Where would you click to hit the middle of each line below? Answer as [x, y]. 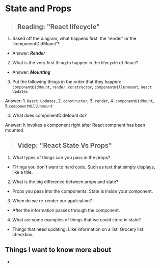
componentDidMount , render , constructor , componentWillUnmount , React [82, 87]
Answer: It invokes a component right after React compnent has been [75, 125]
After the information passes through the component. [66, 210]
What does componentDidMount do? [49, 115]
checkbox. [23, 234]
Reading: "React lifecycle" [58, 27]
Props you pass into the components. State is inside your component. [82, 191]
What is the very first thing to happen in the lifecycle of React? [75, 63]
